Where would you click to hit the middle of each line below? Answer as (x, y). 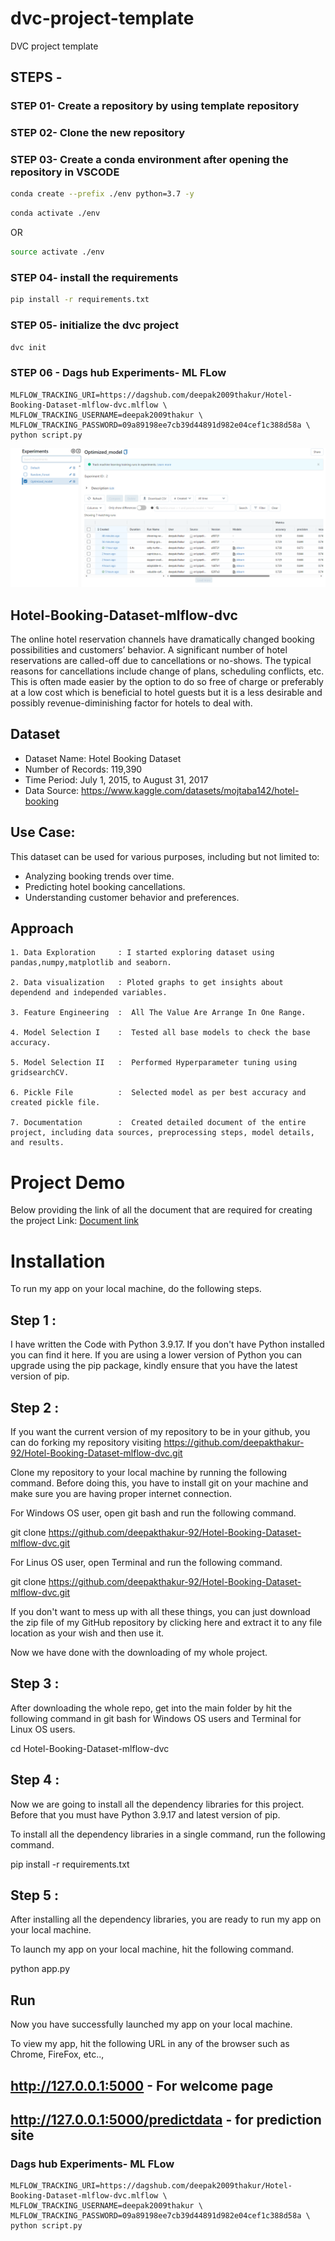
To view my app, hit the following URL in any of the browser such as (150, 2044)
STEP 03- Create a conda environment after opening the (149, 160)
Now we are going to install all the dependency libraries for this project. (157, 1804)
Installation (58, 1261)
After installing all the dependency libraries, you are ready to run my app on (166, 1919)
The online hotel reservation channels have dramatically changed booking (162, 639)
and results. (37, 1143)
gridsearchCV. (40, 1073)
